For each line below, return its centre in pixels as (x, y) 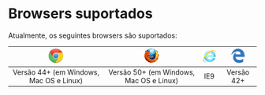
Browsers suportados (80, 14)
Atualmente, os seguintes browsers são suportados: (93, 35)
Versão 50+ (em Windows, (152, 72)
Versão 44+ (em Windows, (56, 72)
